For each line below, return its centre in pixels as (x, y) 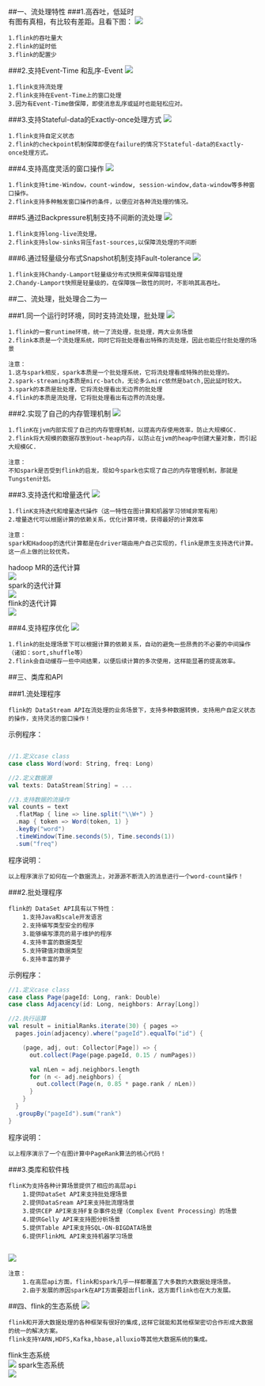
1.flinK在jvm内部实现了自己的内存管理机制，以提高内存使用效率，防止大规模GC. (123, 430)
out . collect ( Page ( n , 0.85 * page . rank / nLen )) (116, 1084)
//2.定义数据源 (30, 778)
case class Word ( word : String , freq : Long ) (81, 763)
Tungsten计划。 (31, 479)
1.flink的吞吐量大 (36, 38)
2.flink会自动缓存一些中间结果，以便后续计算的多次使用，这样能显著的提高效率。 (124, 661)
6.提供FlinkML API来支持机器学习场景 (78, 1236)
